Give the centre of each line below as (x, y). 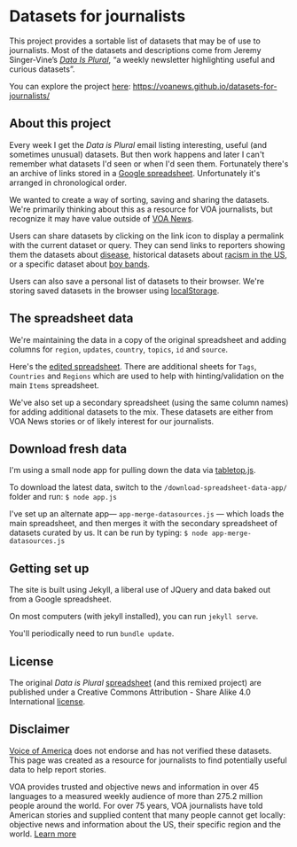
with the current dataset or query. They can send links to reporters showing (147, 245)
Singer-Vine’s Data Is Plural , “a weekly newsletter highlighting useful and (142, 59)
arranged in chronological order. (68, 183)
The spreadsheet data (71, 319)
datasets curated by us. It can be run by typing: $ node (109, 532)
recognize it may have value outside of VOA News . (102, 218)
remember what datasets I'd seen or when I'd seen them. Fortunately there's (149, 163)
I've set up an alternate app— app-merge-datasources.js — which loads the (147, 514)
